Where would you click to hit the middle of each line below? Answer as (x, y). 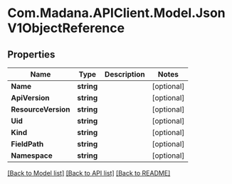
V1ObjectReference (66, 28)
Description (125, 74)
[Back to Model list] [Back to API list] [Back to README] (89, 173)
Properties (31, 54)
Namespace (32, 156)
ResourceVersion (41, 109)
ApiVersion (30, 98)
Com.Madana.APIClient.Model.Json (116, 13)
